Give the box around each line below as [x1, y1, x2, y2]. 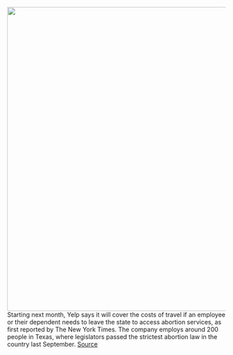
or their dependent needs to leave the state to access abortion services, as [7, 318, 222, 326]
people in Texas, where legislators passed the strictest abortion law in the [7, 333, 218, 340]
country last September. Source [7, 340, 98, 348]
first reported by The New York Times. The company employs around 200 [7, 325, 218, 333]
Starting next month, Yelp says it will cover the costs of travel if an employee [7, 311, 225, 319]
